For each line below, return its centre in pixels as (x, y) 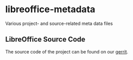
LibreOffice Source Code (45, 39)
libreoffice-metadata (50, 9)
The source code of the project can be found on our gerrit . (67, 51)
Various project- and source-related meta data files (59, 23)
